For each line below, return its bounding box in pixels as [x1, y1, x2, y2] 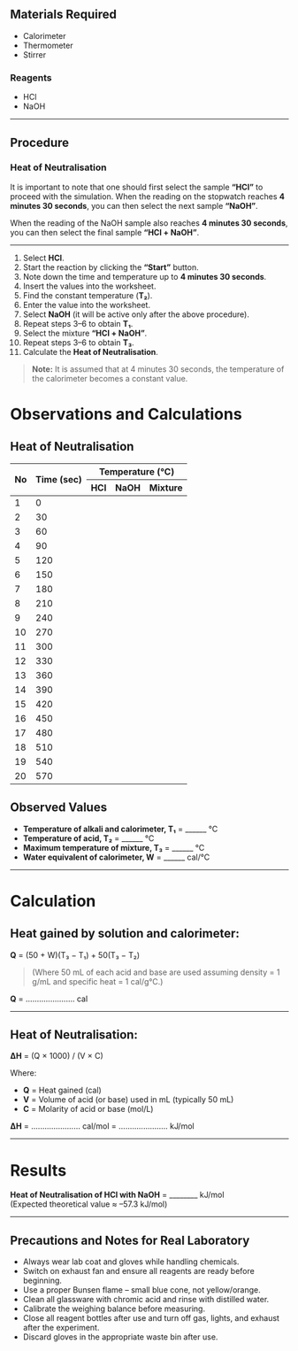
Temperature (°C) [98, 465, 175, 477]
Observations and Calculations [10, 404, 242, 424]
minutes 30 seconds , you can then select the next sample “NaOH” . [10, 200, 259, 211]
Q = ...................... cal [10, 993, 88, 1004]
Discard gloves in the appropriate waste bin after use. [22, 1332, 218, 1342]
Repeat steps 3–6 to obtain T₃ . [22, 336, 135, 348]
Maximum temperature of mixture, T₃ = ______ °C [22, 842, 205, 853]
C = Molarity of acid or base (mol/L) [22, 1104, 154, 1115]
